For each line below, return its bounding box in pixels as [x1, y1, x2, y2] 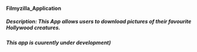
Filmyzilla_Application [6, 5, 62, 12]
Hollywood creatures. [6, 24, 61, 32]
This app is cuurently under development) [6, 39, 111, 46]
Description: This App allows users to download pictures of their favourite [6, 18, 192, 25]
